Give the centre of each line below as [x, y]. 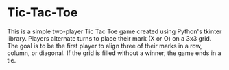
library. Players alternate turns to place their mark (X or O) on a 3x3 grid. [109, 38]
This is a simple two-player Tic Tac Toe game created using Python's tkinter [114, 31]
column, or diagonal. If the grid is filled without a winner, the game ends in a [114, 53]
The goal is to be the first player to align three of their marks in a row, [105, 46]
